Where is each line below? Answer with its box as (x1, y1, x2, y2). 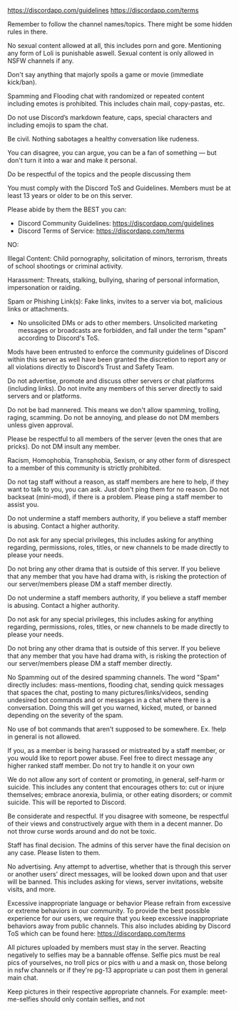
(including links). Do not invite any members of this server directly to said (7, 384, 223, 392)
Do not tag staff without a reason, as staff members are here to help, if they (7, 478, 229, 486)
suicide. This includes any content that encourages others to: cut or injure (7, 783, 225, 791)
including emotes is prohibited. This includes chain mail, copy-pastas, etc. (7, 99, 225, 108)
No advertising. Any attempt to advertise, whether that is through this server (7, 862, 232, 871)
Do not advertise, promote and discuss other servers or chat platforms (7, 376, 215, 385)
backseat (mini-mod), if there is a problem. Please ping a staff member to (7, 493, 223, 501)
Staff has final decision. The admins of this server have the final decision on (7, 841, 230, 849)
